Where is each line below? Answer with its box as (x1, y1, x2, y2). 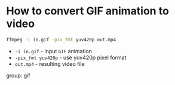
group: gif (6, 72, 30, 79)
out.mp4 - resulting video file (14, 60, 85, 67)
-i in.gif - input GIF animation (14, 47, 93, 54)
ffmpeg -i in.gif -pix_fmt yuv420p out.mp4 (6, 37, 116, 42)
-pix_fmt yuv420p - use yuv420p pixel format (14, 54, 127, 61)
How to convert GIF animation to (6, 4, 169, 18)
